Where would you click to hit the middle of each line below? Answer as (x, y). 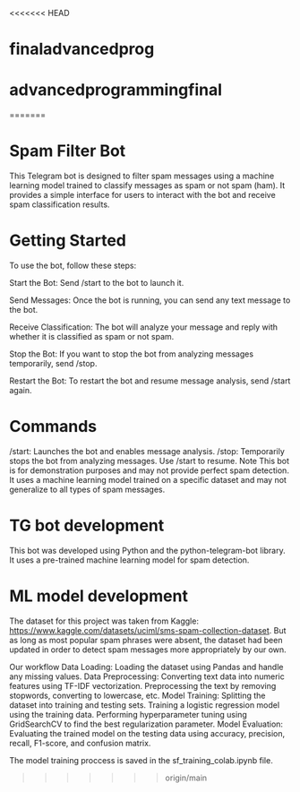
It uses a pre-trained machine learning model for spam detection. (129, 560)
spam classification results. (60, 204)
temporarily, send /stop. (53, 363)
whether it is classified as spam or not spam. (92, 336)
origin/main (186, 778)
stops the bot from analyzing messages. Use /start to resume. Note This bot (149, 461)
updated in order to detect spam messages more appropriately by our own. (148, 650)
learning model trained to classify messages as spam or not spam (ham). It (147, 185)
